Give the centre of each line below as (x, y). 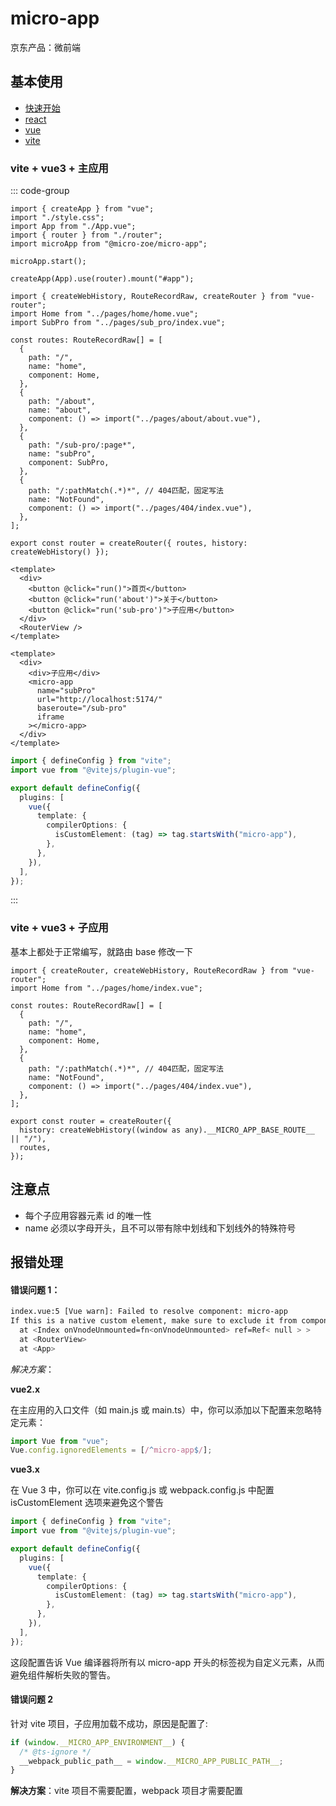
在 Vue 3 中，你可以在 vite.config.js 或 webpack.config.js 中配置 (142, 1490)
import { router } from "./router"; (86, 235)
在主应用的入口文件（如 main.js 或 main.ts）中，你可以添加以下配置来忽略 (162, 1409)
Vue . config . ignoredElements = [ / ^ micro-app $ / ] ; (111, 1450)
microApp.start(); (48, 262)
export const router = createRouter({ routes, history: (129, 543)
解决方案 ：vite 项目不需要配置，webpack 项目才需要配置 (126, 1791)
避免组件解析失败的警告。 (63, 1674)
